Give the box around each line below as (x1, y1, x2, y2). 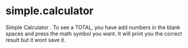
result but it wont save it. (5, 36, 66, 43)
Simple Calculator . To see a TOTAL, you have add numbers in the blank (5, 24, 181, 31)
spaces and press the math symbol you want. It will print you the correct (5, 30, 182, 37)
